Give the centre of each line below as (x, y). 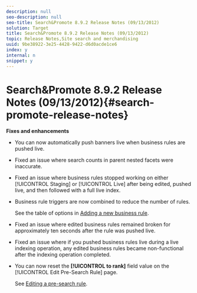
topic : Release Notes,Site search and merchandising (72, 39)
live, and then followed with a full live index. (68, 190)
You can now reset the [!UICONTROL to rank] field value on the (92, 266)
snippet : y (19, 61)
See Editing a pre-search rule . (51, 284)
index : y (17, 50)
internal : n (21, 55)
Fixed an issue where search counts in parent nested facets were (94, 160)
